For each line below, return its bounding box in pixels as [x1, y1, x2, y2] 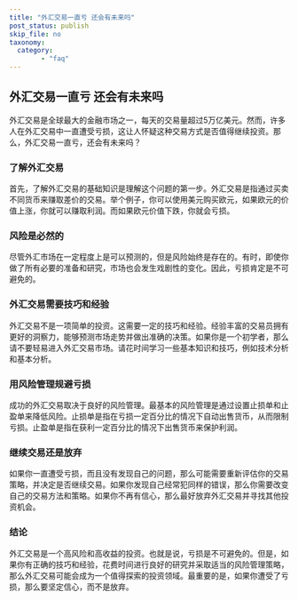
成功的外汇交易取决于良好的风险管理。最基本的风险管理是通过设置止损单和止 [9, 400, 289, 410]
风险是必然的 [9, 230, 65, 243]
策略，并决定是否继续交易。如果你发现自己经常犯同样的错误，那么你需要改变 [9, 479, 289, 490]
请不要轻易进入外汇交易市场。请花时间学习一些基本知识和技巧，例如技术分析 [9, 342, 289, 353]
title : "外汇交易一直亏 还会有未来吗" [9, 12, 136, 22]
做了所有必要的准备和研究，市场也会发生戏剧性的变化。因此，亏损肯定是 [9, 263, 273, 274]
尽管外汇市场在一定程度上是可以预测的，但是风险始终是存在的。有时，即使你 [9, 252, 289, 262]
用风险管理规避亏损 [9, 378, 91, 390]
